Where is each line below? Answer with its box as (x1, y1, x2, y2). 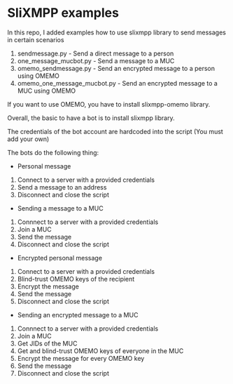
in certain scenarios (7, 35, 64, 44)
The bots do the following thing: (7, 148, 99, 157)
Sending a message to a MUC (17, 204, 104, 212)
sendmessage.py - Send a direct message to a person (17, 49, 174, 58)
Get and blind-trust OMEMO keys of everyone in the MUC (17, 346, 184, 355)
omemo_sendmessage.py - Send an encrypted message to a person (17, 64, 216, 72)
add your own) (7, 135, 50, 143)
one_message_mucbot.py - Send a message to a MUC (17, 56, 175, 65)
